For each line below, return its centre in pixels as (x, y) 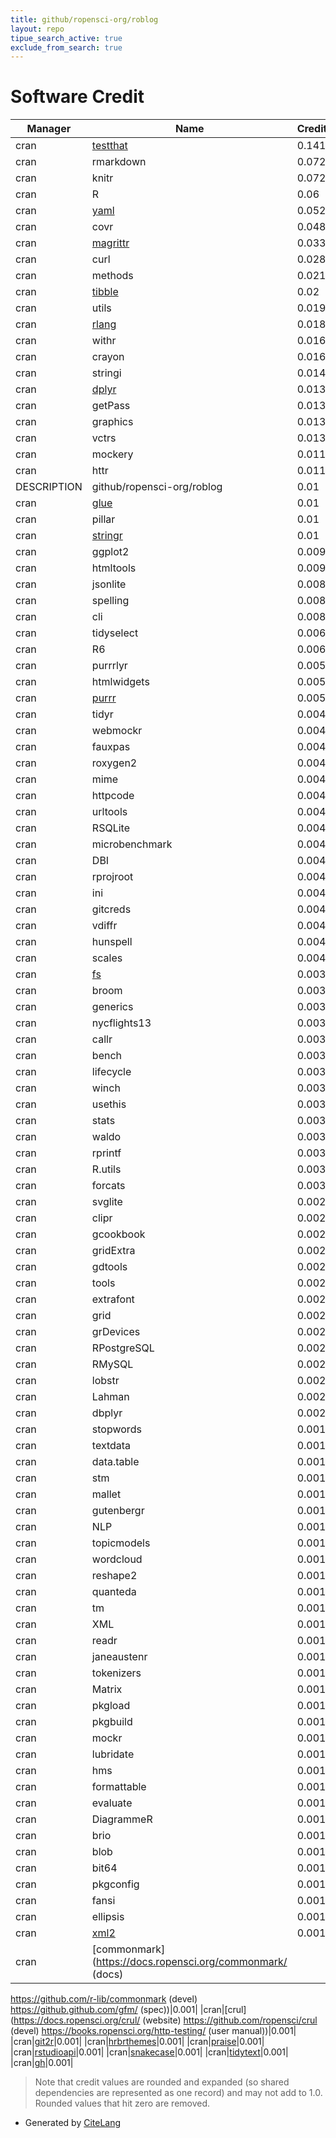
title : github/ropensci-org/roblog (84, 19)
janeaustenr (119, 1657)
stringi (106, 373)
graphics (112, 422)
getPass (111, 406)
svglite (107, 1202)
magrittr (110, 243)
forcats (108, 1186)
